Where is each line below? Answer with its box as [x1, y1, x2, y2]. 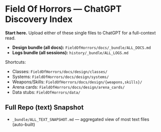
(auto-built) [12, 121, 35, 127]
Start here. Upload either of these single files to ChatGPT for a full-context [5, 30, 156, 36]
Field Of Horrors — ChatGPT [5, 3, 122, 15]
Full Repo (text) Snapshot [5, 103, 84, 112]
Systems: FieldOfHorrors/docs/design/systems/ [12, 74, 109, 79]
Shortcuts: [5, 59, 26, 65]
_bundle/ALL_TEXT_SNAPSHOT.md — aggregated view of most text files [12, 116, 149, 122]
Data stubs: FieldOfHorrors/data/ [12, 89, 81, 95]
